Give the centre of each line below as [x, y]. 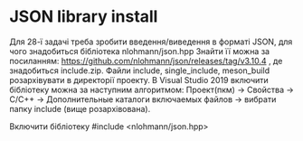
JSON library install [84, 17]
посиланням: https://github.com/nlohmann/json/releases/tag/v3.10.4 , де [146, 61]
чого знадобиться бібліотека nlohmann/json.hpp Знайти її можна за [139, 51]
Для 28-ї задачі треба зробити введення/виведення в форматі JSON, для [151, 42]
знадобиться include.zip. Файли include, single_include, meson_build [140, 70]
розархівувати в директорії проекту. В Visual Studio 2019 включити [139, 80]
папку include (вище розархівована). [80, 108]
